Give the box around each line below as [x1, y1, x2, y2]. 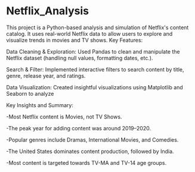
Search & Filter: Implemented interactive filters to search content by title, [6, 65, 184, 73]
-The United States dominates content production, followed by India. [6, 148, 174, 155]
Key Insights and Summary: [6, 101, 73, 108]
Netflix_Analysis [6, 4, 89, 18]
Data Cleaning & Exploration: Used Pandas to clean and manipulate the [6, 48, 180, 55]
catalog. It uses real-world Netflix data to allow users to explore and [6, 30, 173, 37]
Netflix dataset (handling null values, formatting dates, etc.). [6, 54, 153, 61]
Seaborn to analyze [6, 90, 54, 97]
